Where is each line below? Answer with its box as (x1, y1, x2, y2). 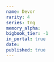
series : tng (6, 19, 35, 25)
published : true (6, 47, 46, 53)
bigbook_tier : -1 (6, 31, 49, 37)
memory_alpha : (6, 25, 41, 31)
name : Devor (6, 8, 35, 15)
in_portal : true (6, 36, 46, 42)
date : (6, 42, 19, 48)
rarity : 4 (6, 14, 31, 20)
